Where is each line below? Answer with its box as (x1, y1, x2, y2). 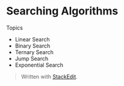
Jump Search (14, 55, 49, 62)
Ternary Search (14, 48, 54, 55)
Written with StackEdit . (20, 73, 78, 80)
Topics (6, 24, 23, 31)
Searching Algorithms (6, 4, 119, 18)
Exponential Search (14, 61, 64, 69)
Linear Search (14, 35, 50, 43)
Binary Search (14, 42, 51, 49)
